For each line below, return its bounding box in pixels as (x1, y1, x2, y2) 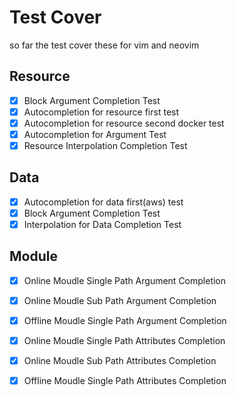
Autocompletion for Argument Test (23, 128, 167, 140)
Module (9, 248, 58, 265)
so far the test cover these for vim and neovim (9, 39, 200, 51)
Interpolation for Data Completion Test (23, 219, 182, 230)
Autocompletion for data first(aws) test (23, 196, 184, 208)
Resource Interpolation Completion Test (23, 140, 188, 151)
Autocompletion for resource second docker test (23, 117, 225, 129)
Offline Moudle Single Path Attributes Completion (23, 375, 227, 387)
